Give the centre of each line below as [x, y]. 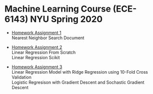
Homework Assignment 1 [36, 32]
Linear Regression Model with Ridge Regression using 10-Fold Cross [80, 72]
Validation [22, 77]
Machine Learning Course [58, 9]
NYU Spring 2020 [66, 19]
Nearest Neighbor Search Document [48, 38]
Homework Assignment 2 [37, 47]
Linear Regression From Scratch [44, 52]
